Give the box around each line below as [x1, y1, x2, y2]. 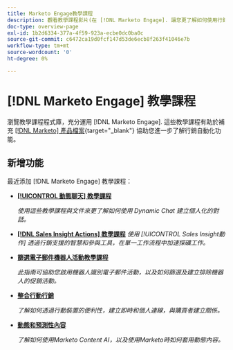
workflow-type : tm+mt [7, 42, 70, 49]
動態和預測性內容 [17, 320, 66, 329]
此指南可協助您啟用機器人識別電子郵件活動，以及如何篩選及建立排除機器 [17, 268, 223, 276]
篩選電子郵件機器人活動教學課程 [17, 253, 109, 261]
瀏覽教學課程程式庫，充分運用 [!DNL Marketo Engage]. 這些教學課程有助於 [7, 117, 219, 125]
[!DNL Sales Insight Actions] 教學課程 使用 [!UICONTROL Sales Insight [17, 229, 219, 238]
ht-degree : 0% [7, 55, 48, 62]
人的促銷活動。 [17, 277, 60, 285]
